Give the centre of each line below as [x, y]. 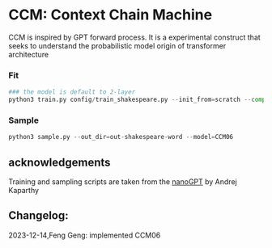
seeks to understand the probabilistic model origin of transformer [117, 45]
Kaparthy [23, 190]
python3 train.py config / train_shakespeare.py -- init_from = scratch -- [130, 100]
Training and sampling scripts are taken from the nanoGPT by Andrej [123, 181]
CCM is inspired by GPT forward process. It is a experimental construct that [134, 37]
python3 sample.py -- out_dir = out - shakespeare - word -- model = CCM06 [121, 137]
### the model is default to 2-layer [72, 92]
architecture [29, 54]
